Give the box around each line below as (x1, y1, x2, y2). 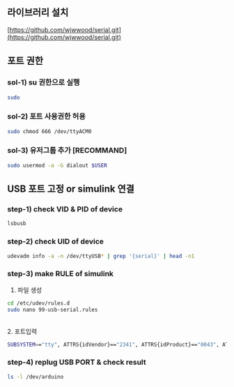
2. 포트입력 (7, 327, 38, 335)
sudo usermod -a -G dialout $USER (7, 162, 108, 169)
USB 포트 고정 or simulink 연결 (7, 183, 134, 195)
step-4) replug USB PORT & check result (7, 358, 146, 367)
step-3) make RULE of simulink (7, 269, 114, 279)
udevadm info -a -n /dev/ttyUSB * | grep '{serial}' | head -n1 (7, 252, 195, 259)
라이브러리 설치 (7, 6, 69, 19)
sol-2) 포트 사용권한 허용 (7, 112, 86, 121)
